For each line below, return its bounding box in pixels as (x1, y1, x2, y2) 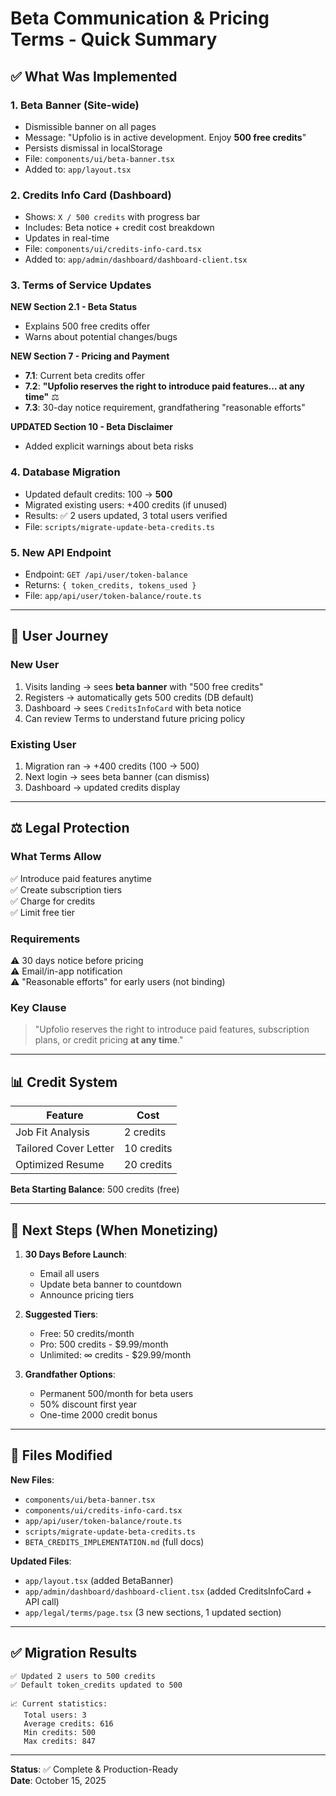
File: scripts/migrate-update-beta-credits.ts (24, 520, 216, 532)
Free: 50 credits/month (39, 1327, 135, 1339)
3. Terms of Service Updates (10, 278, 152, 292)
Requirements (10, 932, 81, 946)
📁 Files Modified (10, 1447, 113, 1464)
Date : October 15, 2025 (10, 1774, 107, 1786)
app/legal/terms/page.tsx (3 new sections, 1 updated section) (24, 1606, 282, 1618)
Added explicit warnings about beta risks (24, 440, 194, 452)
